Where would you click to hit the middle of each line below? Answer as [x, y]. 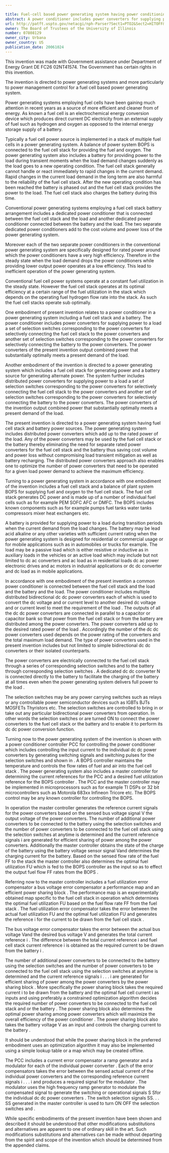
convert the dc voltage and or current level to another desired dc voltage [80, 602]
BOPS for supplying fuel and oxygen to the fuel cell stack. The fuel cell [78, 491]
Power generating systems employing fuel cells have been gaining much [80, 102]
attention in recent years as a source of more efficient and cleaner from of [82, 108]
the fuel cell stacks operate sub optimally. [48, 302]
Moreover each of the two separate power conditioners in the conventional [83, 244]
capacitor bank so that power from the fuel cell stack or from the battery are [84, 618]
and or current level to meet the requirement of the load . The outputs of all [83, 608]
